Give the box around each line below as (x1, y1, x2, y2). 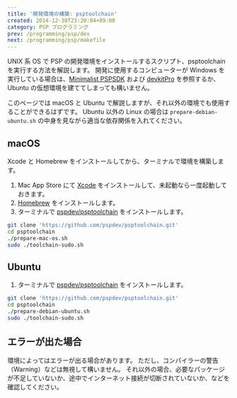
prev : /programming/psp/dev (7, 30, 91, 38)
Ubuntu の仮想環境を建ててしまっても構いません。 (7, 84, 154, 92)
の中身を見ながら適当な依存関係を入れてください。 (37, 116, 186, 125)
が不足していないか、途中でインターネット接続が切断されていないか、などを (7, 373, 230, 382)
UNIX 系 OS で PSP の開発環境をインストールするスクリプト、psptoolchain (7, 57, 226, 66)
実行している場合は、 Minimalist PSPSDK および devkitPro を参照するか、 (7, 75, 220, 84)
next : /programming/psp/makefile (7, 37, 106, 44)
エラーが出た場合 (7, 336, 82, 348)
